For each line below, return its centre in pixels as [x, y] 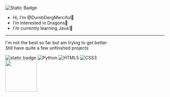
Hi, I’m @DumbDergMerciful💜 [43, 17]
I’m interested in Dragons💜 [40, 23]
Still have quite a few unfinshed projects [47, 48]
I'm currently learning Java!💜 [43, 28]
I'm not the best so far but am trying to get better [56, 42]
